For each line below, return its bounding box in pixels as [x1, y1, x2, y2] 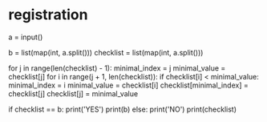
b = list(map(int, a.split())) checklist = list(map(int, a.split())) [8, 47, 204, 57]
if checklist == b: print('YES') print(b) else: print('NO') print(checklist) [8, 104, 237, 114]
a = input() [8, 32, 43, 42]
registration [8, 6, 88, 24]
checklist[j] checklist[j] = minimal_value [8, 88, 139, 98]
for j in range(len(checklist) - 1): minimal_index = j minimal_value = [8, 63, 226, 73]
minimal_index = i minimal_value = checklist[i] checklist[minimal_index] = [8, 80, 249, 90]
